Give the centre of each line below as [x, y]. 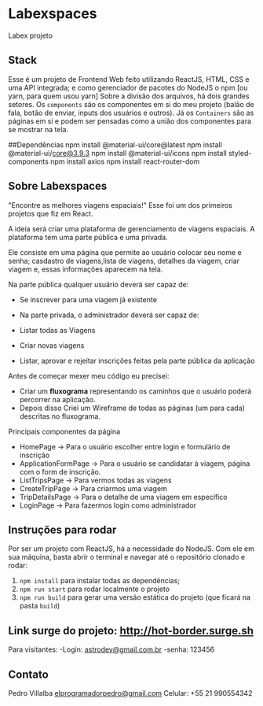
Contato [28, 674]
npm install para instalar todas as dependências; [100, 581]
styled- [240, 153]
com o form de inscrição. [60, 471]
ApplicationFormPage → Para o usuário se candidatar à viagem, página [135, 463]
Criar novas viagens [52, 345]
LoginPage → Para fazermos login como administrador [108, 505]
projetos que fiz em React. [51, 213]
